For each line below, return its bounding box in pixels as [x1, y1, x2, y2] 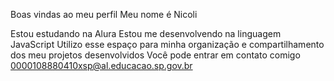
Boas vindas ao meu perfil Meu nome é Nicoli [10, 9, 198, 20]
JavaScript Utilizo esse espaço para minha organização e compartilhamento [10, 39, 325, 50]
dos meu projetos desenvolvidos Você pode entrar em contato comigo [10, 49, 301, 61]
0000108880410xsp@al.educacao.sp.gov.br [10, 60, 193, 71]
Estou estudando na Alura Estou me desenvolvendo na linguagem [10, 28, 282, 39]
